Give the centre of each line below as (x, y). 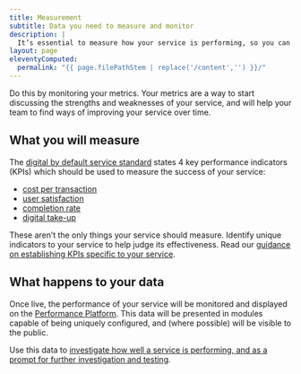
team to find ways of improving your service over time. (110, 112)
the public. (29, 332)
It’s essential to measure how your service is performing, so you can (154, 43)
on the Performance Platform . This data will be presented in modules (136, 313)
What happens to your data (87, 282)
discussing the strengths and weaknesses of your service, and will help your (150, 102)
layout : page (34, 51)
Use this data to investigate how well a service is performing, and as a (138, 350)
